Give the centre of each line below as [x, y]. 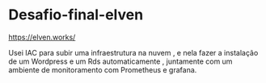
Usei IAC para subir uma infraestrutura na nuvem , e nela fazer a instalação [133, 52]
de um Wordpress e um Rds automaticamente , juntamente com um [120, 61]
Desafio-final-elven [76, 15]
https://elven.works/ [42, 37]
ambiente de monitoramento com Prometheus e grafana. [103, 69]
